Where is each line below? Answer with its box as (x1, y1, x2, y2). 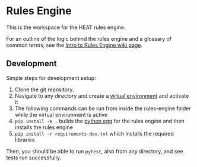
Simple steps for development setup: (6, 74, 96, 81)
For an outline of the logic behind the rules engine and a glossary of (6, 35, 172, 42)
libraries (14, 136, 35, 143)
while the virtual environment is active (14, 111, 108, 118)
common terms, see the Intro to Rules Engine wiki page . (6, 41, 143, 49)
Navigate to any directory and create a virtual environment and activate (14, 92, 189, 99)
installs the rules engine (14, 123, 73, 131)
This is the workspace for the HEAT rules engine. (6, 24, 126, 31)
